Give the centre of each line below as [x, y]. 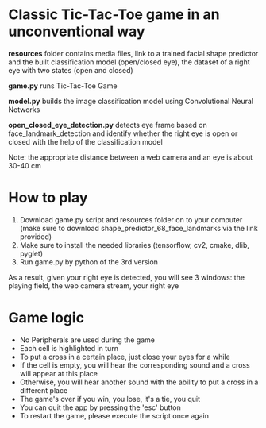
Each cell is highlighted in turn [69, 348]
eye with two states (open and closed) [71, 70]
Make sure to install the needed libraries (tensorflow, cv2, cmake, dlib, [135, 245]
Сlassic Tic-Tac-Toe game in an [114, 15]
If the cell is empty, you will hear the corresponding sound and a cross [135, 365]
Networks [24, 110]
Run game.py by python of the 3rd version [89, 262]
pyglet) [31, 253]
